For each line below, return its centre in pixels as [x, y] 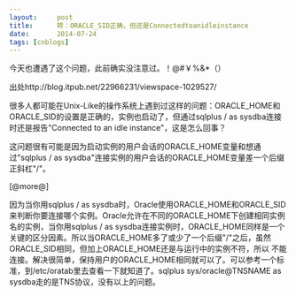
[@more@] [29, 186]
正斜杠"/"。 [30, 169]
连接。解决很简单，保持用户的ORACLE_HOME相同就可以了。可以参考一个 [143, 260]
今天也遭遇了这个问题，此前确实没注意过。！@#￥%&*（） [117, 68]
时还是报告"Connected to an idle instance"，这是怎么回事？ [118, 128]
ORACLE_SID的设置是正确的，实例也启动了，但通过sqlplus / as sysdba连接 [145, 117]
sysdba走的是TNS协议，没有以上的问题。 [85, 282]
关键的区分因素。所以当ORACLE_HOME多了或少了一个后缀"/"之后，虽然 [140, 238]
